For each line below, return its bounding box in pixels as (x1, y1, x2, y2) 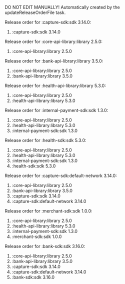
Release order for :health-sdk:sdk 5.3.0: (4, 137, 86, 143)
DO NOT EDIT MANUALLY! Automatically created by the (4, 4, 120, 10)
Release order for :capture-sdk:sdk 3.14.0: (4, 19, 91, 25)
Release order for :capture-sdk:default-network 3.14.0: (4, 172, 117, 178)
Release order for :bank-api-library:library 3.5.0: (4, 58, 103, 64)
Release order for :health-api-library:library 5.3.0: (4, 82, 106, 88)
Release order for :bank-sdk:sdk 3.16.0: (4, 243, 85, 249)
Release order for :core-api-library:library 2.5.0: (4, 38, 103, 44)
